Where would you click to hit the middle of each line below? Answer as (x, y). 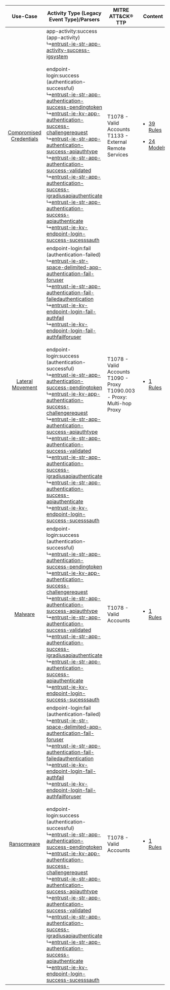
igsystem (57, 56)
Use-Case (25, 16)
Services (118, 155)
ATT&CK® (121, 16)
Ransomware (25, 844)
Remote (116, 148)
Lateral (25, 381)
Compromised (25, 132)
